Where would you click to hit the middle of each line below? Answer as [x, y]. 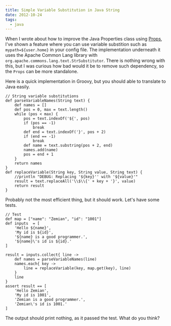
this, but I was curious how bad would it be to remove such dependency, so [85, 66]
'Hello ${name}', [33, 228]
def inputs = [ [22, 224]
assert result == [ [26, 286]
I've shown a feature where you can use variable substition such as [76, 45]
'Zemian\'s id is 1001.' [41, 304]
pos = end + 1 [39, 155]
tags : [11, 19]
